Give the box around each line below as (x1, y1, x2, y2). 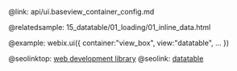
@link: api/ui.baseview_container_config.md (8, 7, 155, 16)
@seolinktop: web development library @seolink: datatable (8, 54, 204, 63)
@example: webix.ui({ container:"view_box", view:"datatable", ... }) (8, 38, 230, 48)
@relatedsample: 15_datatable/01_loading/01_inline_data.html (8, 23, 211, 31)
